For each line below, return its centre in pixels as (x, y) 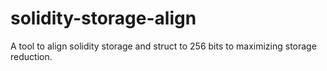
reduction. (31, 56)
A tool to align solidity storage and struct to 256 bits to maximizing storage (163, 46)
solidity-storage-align (103, 18)
